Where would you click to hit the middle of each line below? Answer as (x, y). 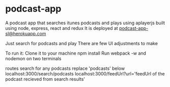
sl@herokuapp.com (26, 33)
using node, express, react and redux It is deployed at (62, 28)
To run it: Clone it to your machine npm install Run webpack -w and (76, 53)
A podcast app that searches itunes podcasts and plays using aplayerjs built (85, 23)
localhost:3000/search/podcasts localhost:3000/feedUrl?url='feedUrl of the (85, 73)
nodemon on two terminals (33, 58)
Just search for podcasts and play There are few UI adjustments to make (81, 43)
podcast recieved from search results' (45, 79)
